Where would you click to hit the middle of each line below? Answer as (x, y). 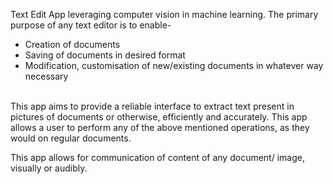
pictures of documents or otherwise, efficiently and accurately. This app (159, 117)
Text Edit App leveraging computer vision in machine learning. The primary (164, 14)
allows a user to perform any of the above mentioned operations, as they (160, 127)
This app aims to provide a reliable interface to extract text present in (152, 106)
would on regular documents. (71, 138)
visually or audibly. (49, 168)
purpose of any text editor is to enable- (91, 25)
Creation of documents (72, 44)
